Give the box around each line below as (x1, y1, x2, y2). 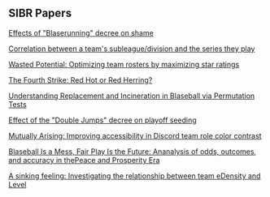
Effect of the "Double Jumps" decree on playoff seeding (8, 115, 197, 125)
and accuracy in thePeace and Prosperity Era (8, 155, 160, 165)
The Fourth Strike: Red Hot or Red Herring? (8, 75, 153, 84)
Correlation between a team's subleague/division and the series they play (8, 44, 255, 54)
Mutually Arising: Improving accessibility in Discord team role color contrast (8, 131, 262, 140)
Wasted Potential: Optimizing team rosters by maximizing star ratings (8, 59, 240, 69)
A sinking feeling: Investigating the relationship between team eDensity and (8, 170, 261, 181)
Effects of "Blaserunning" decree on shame (8, 28, 155, 37)
